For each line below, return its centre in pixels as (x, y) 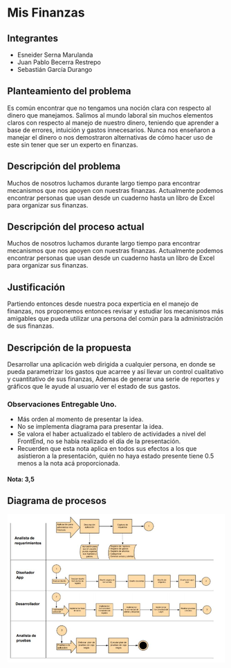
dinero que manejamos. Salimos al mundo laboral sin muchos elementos (110, 115)
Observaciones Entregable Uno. (62, 404)
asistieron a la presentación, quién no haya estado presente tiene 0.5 (115, 456)
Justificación (36, 287)
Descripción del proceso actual (76, 227)
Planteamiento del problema (69, 91)
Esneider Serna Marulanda (55, 55)
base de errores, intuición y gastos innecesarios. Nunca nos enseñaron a (111, 130)
